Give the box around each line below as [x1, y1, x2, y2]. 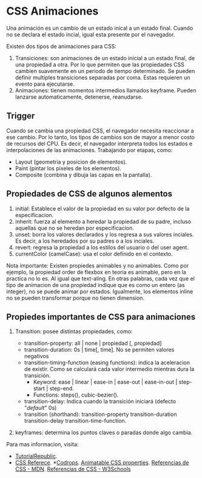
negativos [24, 353, 49, 360]
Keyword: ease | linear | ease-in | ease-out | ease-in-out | [33, 378, 178, 386]
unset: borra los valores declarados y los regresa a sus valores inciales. [15, 230, 194, 238]
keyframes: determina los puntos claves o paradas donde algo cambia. [15, 429, 193, 436]
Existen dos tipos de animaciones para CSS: [6, 43, 116, 50]
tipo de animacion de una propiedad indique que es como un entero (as [6, 281, 185, 288]
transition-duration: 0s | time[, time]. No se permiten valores [24, 346, 175, 353]
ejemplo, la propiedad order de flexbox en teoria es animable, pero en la [6, 268, 186, 275]
